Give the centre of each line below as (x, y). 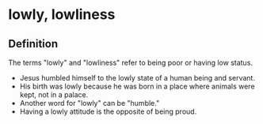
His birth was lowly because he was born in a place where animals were (137, 86)
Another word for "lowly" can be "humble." (90, 103)
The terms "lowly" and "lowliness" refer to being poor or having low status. (131, 62)
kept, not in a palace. (54, 95)
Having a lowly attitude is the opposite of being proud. (108, 111)
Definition (33, 44)
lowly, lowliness (62, 15)
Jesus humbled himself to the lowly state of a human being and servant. (137, 78)
